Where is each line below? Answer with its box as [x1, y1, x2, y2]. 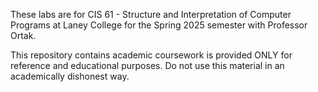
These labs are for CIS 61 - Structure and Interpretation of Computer [10, 9, 292, 20]
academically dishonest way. [10, 70, 130, 82]
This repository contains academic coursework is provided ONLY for [10, 49, 293, 61]
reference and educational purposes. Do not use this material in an [10, 60, 285, 71]
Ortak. [10, 30, 37, 41]
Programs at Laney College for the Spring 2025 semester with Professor [10, 19, 308, 31]
